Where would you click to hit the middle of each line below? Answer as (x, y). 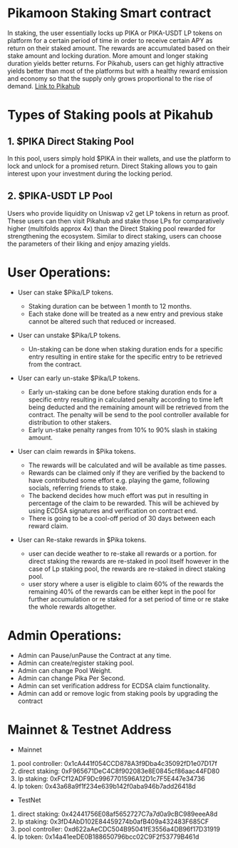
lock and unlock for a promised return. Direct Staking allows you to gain (112, 166)
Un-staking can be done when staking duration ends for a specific (125, 349)
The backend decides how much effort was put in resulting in (118, 495)
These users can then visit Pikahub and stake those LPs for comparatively (116, 221)
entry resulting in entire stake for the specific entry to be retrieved (125, 356)
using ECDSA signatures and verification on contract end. (113, 510)
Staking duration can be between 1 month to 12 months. (110, 306)
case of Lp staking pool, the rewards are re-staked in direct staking (127, 569)
